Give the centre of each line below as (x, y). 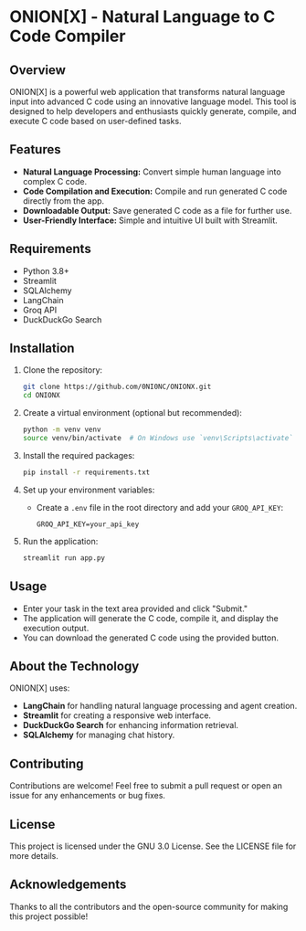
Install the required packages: (79, 455)
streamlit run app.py (63, 558)
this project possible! (49, 916)
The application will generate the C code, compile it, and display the (150, 618)
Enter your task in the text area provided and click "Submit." (135, 608)
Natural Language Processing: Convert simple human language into (152, 172)
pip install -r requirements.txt (86, 472)
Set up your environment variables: (89, 490)
